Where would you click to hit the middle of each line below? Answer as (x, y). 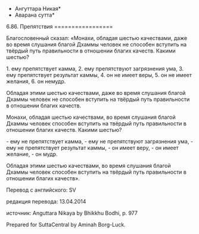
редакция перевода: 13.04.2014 (46, 201)
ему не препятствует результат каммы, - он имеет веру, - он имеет (92, 148)
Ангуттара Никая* (38, 9)
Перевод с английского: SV (41, 190)
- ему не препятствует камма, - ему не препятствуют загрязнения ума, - (100, 141)
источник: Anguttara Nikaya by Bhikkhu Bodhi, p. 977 (72, 213)
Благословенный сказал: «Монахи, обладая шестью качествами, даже (97, 38)
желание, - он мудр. (32, 154)
